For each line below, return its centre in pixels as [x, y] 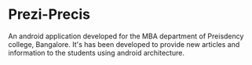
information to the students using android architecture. [96, 52]
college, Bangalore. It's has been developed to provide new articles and [124, 44]
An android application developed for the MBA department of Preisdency [126, 36]
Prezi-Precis [49, 14]
